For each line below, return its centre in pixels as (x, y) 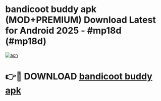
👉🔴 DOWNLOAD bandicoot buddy (79, 77)
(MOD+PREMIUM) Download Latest (81, 20)
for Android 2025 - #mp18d (63, 31)
